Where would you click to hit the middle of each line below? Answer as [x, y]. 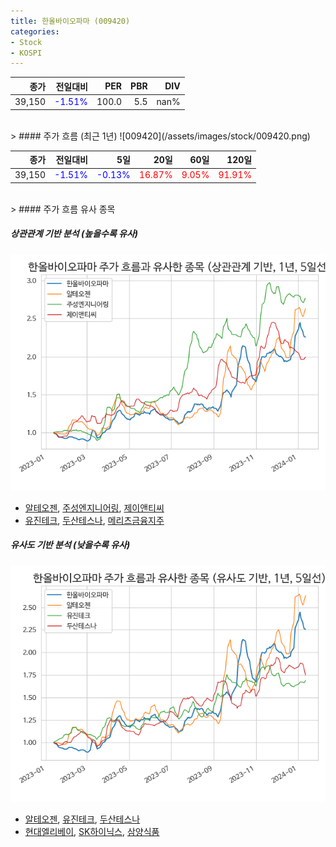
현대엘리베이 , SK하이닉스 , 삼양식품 [92, 831]
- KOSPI [26, 53]
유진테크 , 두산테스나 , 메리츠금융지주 [94, 520]
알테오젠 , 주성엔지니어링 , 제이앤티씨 [94, 507]
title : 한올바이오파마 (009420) [70, 21]
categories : [35, 31]
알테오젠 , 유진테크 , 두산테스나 [82, 819]
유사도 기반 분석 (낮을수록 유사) [70, 545]
